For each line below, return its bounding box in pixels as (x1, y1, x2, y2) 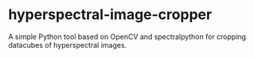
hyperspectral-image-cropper (8, 6, 213, 24)
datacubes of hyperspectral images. (8, 40, 127, 49)
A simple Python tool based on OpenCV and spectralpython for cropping (8, 32, 247, 41)
